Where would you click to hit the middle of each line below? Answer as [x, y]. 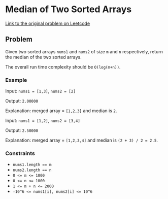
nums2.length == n [32, 170]
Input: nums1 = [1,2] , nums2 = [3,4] [43, 121]
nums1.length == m [32, 165]
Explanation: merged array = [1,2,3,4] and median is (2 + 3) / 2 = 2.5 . [82, 140]
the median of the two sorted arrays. [44, 57]
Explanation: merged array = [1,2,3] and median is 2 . [61, 111]
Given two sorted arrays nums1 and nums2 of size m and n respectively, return [84, 51]
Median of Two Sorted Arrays [69, 9]
